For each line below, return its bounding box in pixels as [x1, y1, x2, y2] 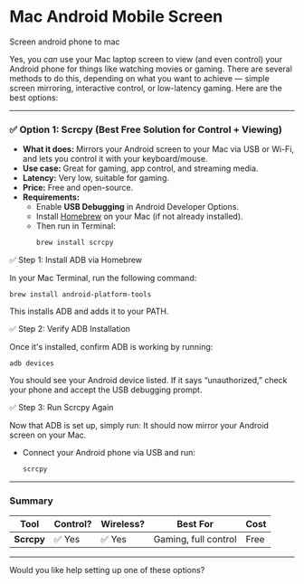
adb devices [9, 359, 54, 368]
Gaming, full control [153, 533, 237, 546]
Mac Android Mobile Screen [9, 6, 223, 27]
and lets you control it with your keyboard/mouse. [22, 154, 208, 165]
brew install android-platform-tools [9, 290, 152, 299]
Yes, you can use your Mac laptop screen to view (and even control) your [9, 53, 283, 64]
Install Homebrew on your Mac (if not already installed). [35, 211, 243, 222]
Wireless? [100, 518, 145, 531]
